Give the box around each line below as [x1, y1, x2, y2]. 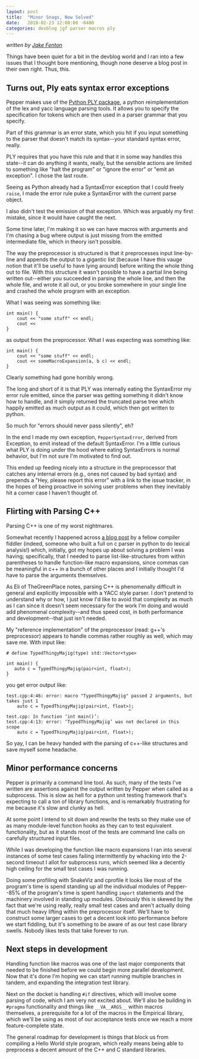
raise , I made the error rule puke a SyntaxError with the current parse [6, 190, 177, 197]
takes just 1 [6, 698, 39, 704]
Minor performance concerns [6, 763, 118, 773]
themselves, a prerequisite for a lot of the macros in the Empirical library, [6, 1009, 184, 1016]
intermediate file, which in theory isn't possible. [6, 238, 122, 245]
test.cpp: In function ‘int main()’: [6, 714, 100, 719]
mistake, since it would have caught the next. [6, 214, 117, 221]
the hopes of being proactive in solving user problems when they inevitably [6, 483, 191, 490]
